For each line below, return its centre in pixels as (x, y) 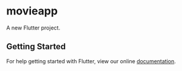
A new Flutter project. (33, 28)
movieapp (32, 11)
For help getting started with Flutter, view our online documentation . (91, 61)
